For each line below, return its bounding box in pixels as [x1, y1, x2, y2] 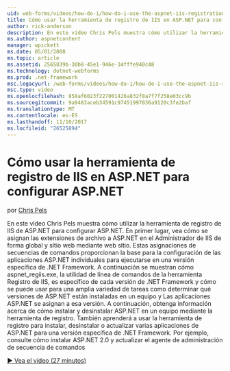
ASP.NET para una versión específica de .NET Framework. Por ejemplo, [7, 328, 209, 337]
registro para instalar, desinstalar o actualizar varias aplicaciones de [7, 322, 199, 330]
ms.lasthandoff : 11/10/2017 [7, 118, 88, 125]
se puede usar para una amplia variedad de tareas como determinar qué [7, 285, 212, 294]
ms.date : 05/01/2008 [7, 49, 66, 56]
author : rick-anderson [7, 23, 72, 29]
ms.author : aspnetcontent [7, 36, 81, 43]
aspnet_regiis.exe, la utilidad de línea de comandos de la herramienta [7, 270, 203, 278]
